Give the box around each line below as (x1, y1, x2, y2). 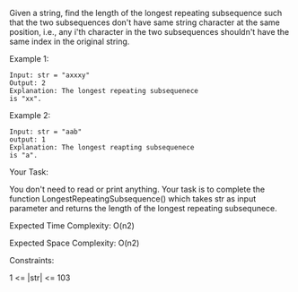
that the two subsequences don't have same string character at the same (9, 17, 280, 28)
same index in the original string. (9, 36, 130, 47)
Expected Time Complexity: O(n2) (9, 220, 135, 231)
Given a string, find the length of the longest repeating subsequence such (9, 8, 283, 18)
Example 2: (9, 110, 51, 120)
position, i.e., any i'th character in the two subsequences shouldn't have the (9, 27, 290, 37)
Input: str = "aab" (9, 127, 83, 136)
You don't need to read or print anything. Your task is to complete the (9, 184, 266, 194)
